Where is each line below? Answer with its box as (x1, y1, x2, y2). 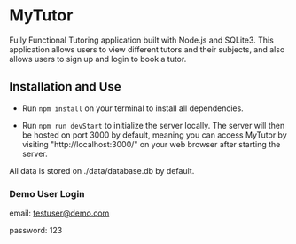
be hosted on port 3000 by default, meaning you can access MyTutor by (21, 130, 288, 140)
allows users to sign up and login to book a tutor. (9, 53, 187, 64)
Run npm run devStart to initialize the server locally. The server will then (21, 120, 285, 130)
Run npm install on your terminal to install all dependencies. (21, 103, 244, 114)
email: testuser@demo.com (9, 208, 110, 218)
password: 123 (9, 225, 63, 236)
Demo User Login (9, 187, 86, 200)
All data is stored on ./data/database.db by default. (9, 165, 195, 176)
